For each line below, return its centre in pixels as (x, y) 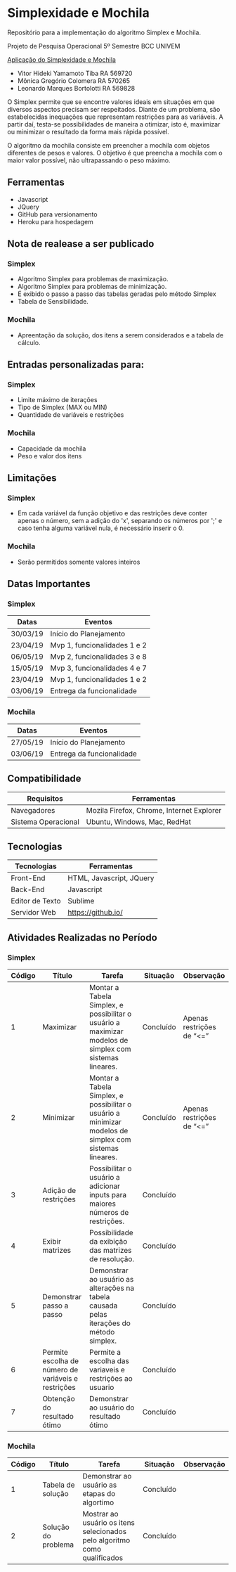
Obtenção (59, 1399)
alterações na (112, 1288)
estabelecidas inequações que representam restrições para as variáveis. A (115, 117)
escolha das (109, 1361)
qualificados (103, 1558)
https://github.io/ (95, 913)
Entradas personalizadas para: (76, 365)
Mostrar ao (100, 1514)
